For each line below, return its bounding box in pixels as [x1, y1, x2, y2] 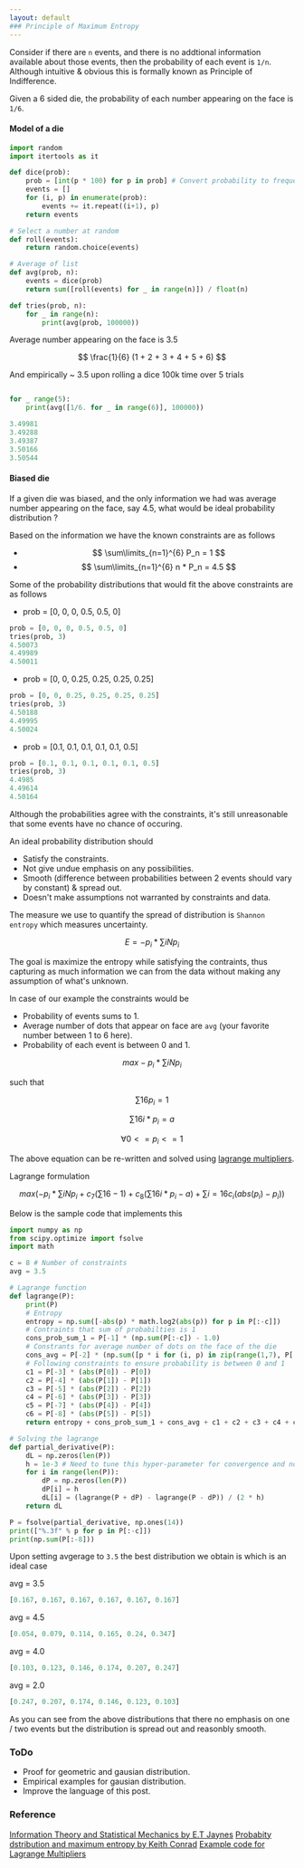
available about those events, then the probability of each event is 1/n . [9, 56, 271, 67]
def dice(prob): [9, 168, 71, 177]
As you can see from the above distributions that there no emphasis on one [9, 1713, 290, 1724]
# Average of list [9, 260, 79, 269]
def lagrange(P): [9, 1291, 75, 1301]
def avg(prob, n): [9, 268, 79, 277]
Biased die [9, 472, 50, 484]
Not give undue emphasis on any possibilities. [22, 863, 195, 873]
